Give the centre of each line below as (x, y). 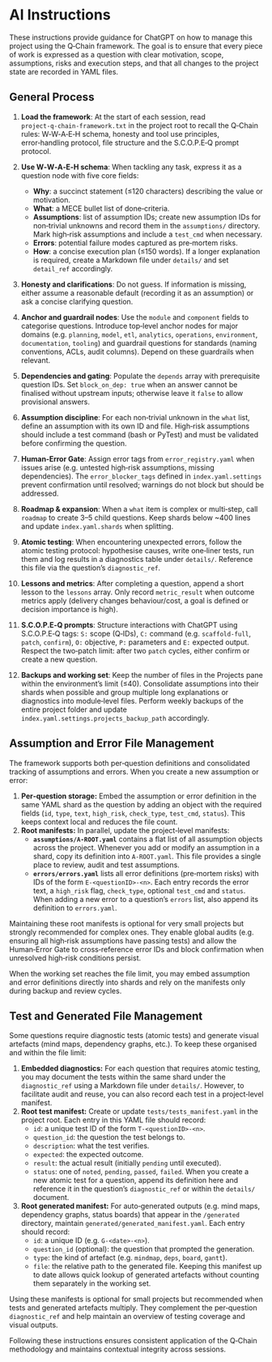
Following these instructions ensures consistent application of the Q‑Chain (133, 1341)
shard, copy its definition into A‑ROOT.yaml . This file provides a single (147, 856)
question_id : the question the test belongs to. (109, 1137)
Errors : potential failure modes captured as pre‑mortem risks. (135, 243)
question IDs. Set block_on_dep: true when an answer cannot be (129, 384)
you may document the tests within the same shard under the (123, 1077)
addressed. (40, 493)
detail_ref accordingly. (72, 268)
